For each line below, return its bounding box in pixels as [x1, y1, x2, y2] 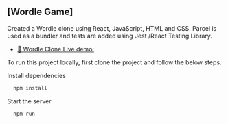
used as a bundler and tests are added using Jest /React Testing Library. [7, 32, 213, 40]
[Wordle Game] [7, 6, 73, 18]
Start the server [7, 97, 52, 106]
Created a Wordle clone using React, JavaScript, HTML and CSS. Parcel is [7, 24, 217, 32]
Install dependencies [7, 71, 67, 79]
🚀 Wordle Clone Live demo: [16, 45, 95, 53]
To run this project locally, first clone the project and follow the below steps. [7, 58, 222, 66]
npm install [13, 84, 48, 92]
